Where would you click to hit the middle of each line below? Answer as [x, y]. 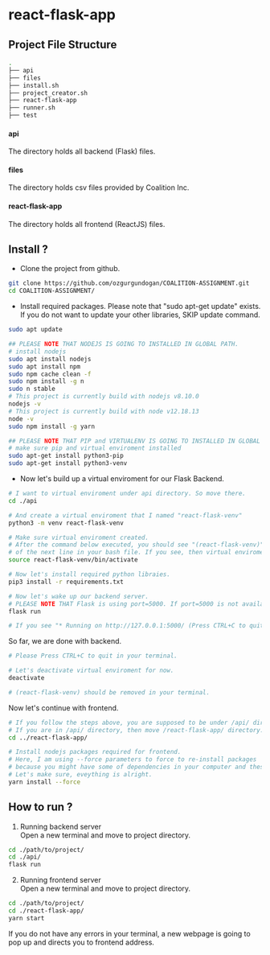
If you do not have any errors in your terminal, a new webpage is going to [129, 933]
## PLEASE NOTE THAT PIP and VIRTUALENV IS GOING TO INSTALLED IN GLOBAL [135, 441]
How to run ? [41, 807]
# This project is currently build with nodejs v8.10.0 [104, 397]
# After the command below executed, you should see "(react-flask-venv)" [136, 545]
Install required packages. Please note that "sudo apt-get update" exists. [140, 307]
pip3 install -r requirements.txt [66, 582]
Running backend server [61, 826]
